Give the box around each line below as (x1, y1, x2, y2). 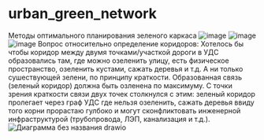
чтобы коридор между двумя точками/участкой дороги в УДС (8, 47, 219, 57)
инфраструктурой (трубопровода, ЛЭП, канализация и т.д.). (8, 114, 210, 123)
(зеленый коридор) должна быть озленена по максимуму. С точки (8, 80, 232, 90)
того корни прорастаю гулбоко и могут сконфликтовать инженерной (8, 105, 241, 115)
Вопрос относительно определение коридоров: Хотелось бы (38, 39, 244, 48)
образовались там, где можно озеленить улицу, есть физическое (8, 56, 230, 65)
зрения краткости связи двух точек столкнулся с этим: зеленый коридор (8, 89, 256, 98)
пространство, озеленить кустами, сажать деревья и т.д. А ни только (8, 64, 244, 73)
